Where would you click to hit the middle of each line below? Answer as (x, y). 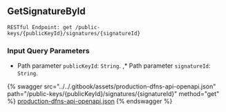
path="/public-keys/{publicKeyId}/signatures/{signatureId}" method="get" (113, 94)
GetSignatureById (46, 11)
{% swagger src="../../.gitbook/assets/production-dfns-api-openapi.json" (112, 86)
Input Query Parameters (48, 50)
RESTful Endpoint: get (40, 27)
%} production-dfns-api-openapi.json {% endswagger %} (90, 101)
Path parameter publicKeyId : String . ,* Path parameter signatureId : (114, 66)
